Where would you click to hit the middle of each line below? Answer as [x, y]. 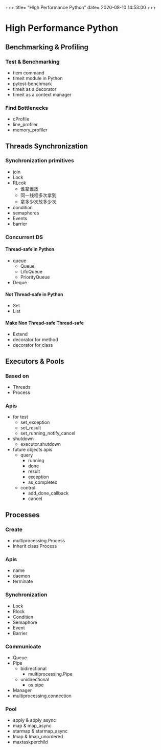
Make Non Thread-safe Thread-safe [45, 323]
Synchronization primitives [40, 161]
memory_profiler [30, 130]
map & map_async [32, 726]
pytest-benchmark [32, 84]
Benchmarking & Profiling [47, 47]
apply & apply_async [34, 720]
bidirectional [33, 668]
